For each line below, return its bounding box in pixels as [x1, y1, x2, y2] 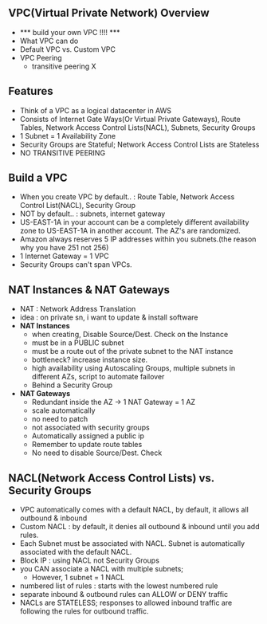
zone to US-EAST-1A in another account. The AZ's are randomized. [19, 226, 241, 236]
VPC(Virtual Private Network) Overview [8, 6, 210, 20]
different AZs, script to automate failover [31, 372, 165, 382]
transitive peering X [31, 61, 97, 71]
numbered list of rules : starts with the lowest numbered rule [19, 581, 218, 591]
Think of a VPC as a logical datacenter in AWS [19, 105, 171, 115]
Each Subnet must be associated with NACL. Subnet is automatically [19, 539, 245, 548]
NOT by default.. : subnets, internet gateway [19, 209, 166, 218]
